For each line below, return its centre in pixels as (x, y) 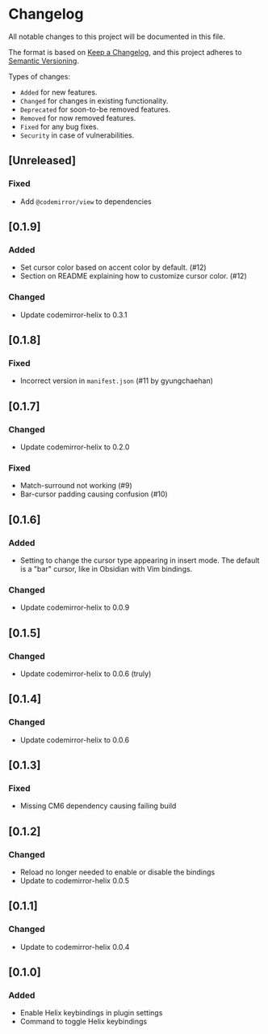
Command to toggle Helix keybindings (84, 1022)
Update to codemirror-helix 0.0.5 (74, 881)
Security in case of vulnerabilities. (77, 135)
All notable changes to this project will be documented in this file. (117, 36)
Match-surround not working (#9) (76, 486)
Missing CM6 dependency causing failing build (98, 806)
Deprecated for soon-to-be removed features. (95, 109)
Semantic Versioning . (44, 61)
